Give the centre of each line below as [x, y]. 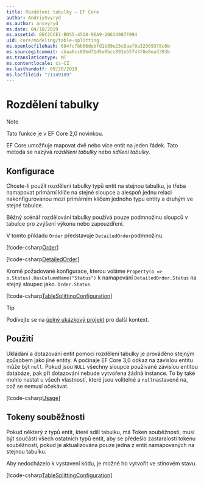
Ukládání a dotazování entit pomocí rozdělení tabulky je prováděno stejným [100, 354]
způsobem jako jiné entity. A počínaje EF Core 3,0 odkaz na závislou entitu [100, 360]
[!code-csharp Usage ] [33, 398]
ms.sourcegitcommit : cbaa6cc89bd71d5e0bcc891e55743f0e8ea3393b [88, 52]
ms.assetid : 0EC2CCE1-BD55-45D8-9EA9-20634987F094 [72, 35]
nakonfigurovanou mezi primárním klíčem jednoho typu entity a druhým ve [100, 199]
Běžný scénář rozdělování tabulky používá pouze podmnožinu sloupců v [97, 217]
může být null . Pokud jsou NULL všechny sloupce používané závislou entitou [102, 366]
